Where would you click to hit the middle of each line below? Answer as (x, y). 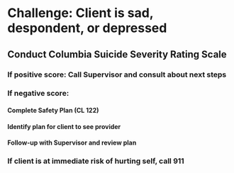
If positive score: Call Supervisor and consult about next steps (117, 74)
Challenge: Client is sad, (80, 13)
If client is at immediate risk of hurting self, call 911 (96, 161)
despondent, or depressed (87, 28)
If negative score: (38, 94)
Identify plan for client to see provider (64, 126)
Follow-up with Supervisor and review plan (72, 143)
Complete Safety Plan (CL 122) (53, 111)
